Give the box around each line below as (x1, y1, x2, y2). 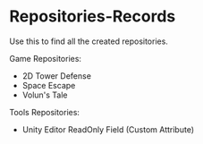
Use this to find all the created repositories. (9, 36, 168, 47)
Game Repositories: (9, 53, 82, 64)
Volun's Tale (21, 89, 69, 100)
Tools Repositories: (9, 106, 80, 117)
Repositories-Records (9, 6, 176, 27)
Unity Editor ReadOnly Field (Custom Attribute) (21, 123, 195, 135)
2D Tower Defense (21, 70, 92, 81)
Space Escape (21, 80, 76, 90)
